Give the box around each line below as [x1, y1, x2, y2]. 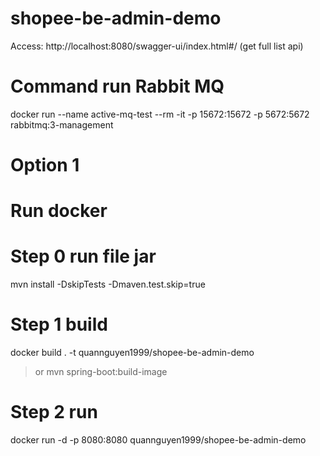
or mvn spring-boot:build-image [34, 366, 168, 378]
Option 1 [10, 154, 80, 177]
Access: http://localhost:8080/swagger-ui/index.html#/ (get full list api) [10, 40, 304, 52]
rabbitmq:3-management [10, 118, 114, 131]
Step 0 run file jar [10, 245, 157, 268]
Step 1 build [10, 313, 108, 336]
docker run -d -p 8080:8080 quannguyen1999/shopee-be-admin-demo [10, 434, 307, 446]
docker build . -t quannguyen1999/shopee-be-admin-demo [10, 347, 255, 359]
